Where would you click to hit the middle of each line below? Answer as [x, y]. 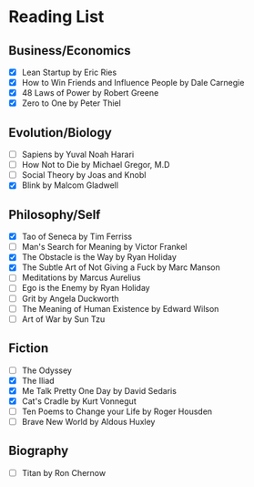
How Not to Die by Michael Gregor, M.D [96, 165]
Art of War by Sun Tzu [63, 319]
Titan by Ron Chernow [64, 472]
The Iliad [38, 380]
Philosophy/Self [55, 215]
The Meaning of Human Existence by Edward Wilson [120, 308]
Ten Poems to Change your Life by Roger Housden [117, 411]
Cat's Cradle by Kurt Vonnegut [79, 401]
